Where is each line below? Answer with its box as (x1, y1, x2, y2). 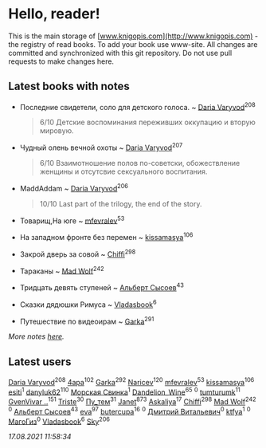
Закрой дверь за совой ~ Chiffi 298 (19, 248, 136, 259)
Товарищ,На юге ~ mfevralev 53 (19, 214, 125, 226)
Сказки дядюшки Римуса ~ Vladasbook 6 (19, 298, 157, 309)
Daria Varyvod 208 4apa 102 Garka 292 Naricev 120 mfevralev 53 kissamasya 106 (8, 376, 255, 387)
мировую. (39, 126, 74, 136)
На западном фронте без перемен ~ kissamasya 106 (19, 231, 194, 242)
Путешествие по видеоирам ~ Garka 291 (19, 315, 155, 326)
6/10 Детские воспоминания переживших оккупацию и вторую (39, 117, 256, 128)
